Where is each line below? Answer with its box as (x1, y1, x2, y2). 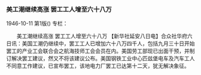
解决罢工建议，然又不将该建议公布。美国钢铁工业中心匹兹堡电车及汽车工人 (11, 55, 195, 62)
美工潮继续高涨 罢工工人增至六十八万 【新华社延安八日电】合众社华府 (16, 33, 187, 40)
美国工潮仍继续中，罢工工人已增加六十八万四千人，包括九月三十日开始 (22, 40, 195, 47)
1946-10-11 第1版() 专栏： (6, 20, 68, 27)
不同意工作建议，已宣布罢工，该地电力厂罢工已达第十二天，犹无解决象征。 (6, 62, 190, 70)
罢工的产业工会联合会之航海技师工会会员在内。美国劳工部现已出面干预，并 (6, 48, 190, 55)
